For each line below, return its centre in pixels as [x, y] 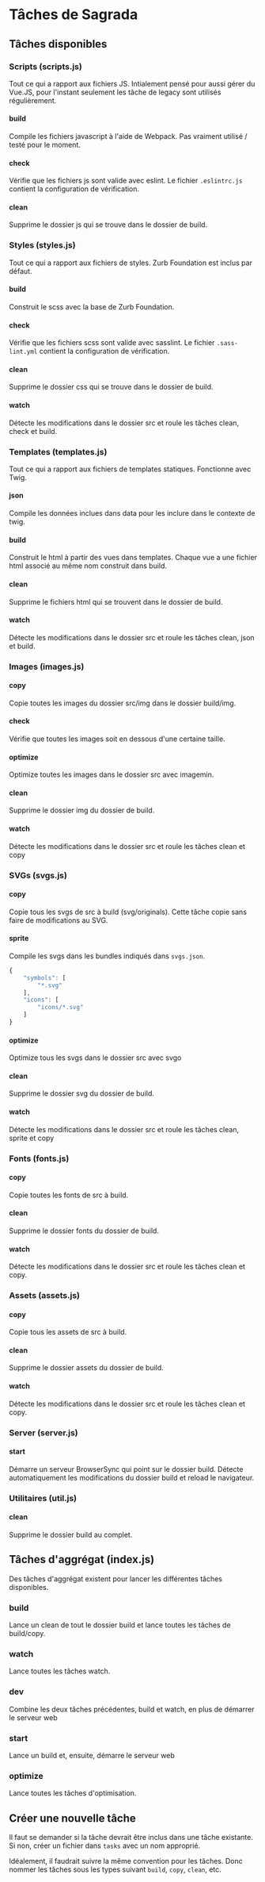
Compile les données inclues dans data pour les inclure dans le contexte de [132, 513]
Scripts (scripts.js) [45, 67]
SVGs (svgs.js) [38, 875]
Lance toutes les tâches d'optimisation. [73, 1793]
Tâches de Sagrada [74, 15]
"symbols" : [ [45, 977]
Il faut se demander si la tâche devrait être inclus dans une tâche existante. [131, 1837]
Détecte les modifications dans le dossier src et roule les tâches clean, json [132, 637]
